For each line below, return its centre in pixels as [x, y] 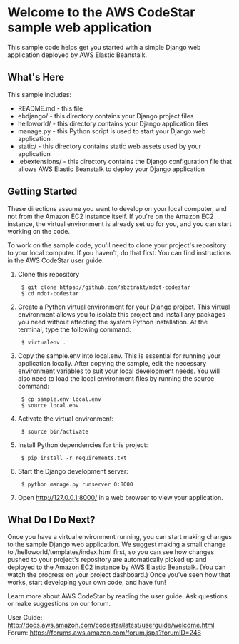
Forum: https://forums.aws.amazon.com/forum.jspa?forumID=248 [105, 633]
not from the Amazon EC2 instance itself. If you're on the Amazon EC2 [111, 216]
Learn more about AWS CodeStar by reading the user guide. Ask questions [117, 596]
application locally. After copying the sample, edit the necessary [112, 363]
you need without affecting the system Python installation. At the [113, 322]
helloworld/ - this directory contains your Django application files [113, 123]
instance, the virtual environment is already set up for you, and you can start [119, 224]
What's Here [36, 77]
